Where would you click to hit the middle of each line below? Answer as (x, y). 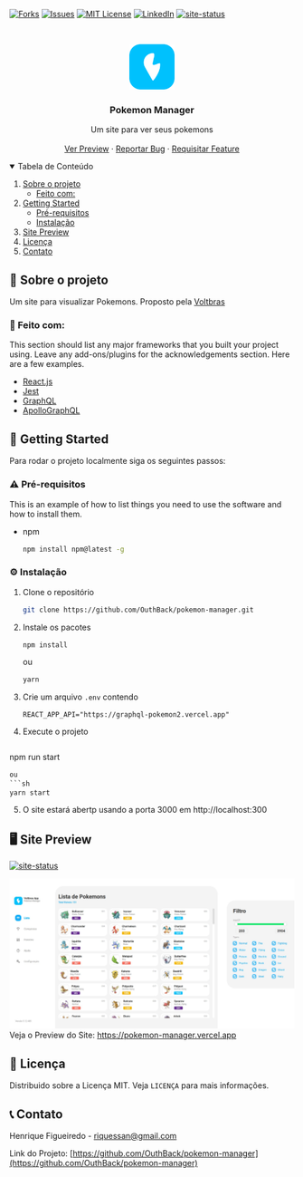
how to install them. (46, 514)
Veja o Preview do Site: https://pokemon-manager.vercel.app (123, 1035)
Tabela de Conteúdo (56, 167)
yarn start (30, 793)
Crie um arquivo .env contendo (80, 697)
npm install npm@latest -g (73, 549)
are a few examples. (47, 364)
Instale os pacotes (57, 627)
